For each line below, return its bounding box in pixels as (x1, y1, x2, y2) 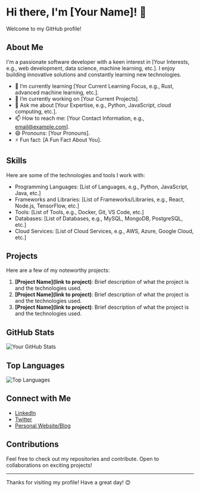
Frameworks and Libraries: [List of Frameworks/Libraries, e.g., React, (14, 196, 185, 203)
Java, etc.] (14, 189, 41, 196)
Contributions (6, 440, 59, 450)
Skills (6, 156, 27, 166)
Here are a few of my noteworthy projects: (6, 267, 110, 274)
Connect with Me (6, 394, 71, 404)
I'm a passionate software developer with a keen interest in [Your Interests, (6, 58, 190, 65)
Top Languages (6, 360, 65, 370)
